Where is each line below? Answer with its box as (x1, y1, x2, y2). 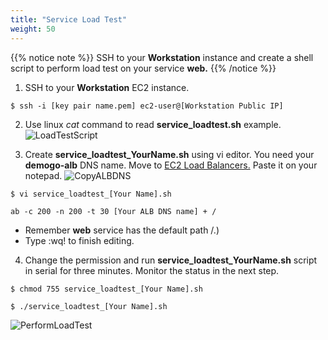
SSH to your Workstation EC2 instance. (24, 81, 190, 93)
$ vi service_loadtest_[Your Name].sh (10, 189, 172, 199)
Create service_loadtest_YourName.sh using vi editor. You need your (24, 148, 315, 160)
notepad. (24, 169, 63, 181)
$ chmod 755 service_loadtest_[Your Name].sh (10, 284, 203, 294)
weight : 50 (10, 24, 56, 34)
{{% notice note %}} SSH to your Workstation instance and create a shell (10, 51, 314, 63)
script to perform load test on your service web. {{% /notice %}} (10, 62, 277, 74)
